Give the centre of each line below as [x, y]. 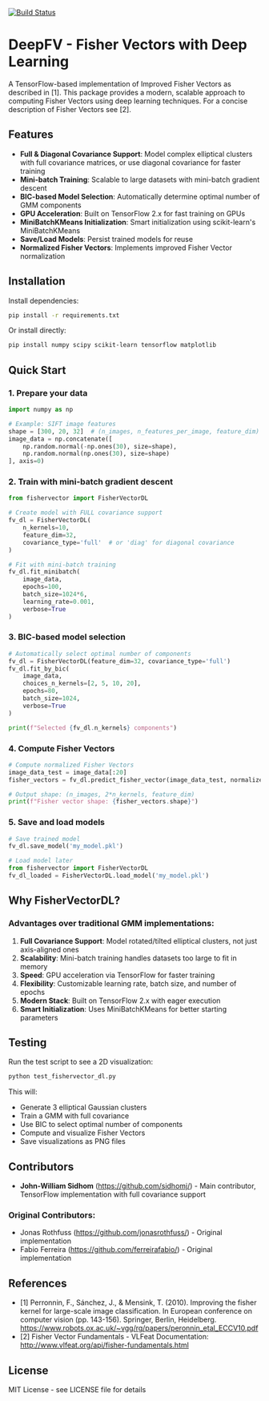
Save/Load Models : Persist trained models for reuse [106, 239]
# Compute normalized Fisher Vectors [71, 765]
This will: [23, 1092]
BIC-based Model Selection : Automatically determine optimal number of [140, 196]
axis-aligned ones [49, 949]
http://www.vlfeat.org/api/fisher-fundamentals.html [104, 1345]
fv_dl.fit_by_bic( [39, 669]
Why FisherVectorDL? [64, 901]
